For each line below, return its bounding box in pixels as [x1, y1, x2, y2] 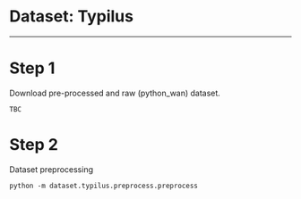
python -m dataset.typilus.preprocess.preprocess [9, 181, 199, 190]
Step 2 [9, 135, 58, 155]
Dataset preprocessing [9, 163, 94, 175]
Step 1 [9, 58, 56, 79]
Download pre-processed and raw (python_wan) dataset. [9, 87, 221, 98]
